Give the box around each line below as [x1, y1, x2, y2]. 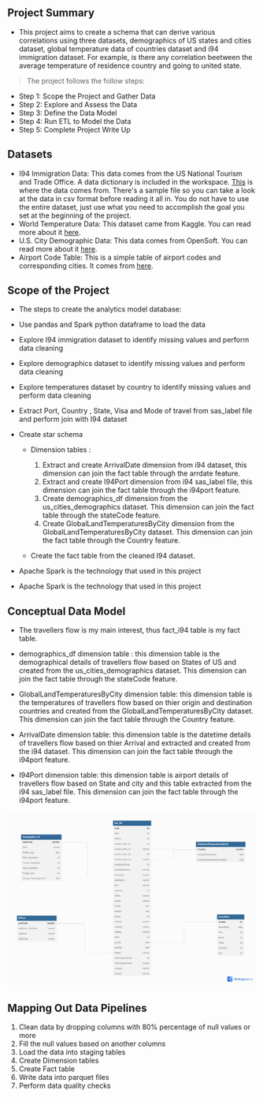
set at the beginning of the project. [18, 211, 131, 220]
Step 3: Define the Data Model [18, 108, 117, 118]
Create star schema [18, 430, 83, 439]
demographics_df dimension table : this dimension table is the [18, 649, 220, 659]
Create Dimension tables [18, 1055, 99, 1065]
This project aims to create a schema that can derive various [18, 27, 216, 36]
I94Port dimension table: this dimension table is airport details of [18, 771, 229, 780]
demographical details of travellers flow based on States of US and [18, 658, 237, 667]
